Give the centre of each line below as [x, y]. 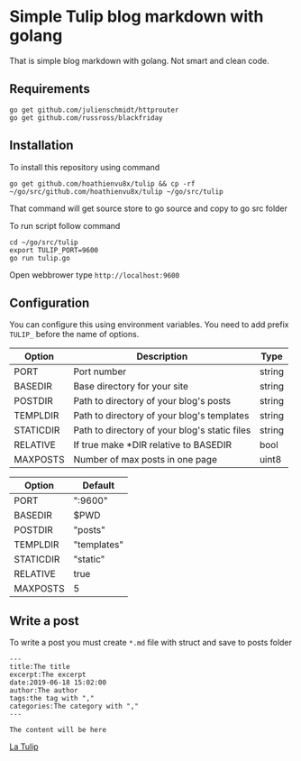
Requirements [50, 89]
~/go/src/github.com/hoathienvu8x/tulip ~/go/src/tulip [116, 191]
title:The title [40, 667]
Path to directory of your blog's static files [162, 430]
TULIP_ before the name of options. [74, 335]
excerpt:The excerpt [48, 675]
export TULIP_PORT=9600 [54, 250]
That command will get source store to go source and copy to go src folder [149, 208]
